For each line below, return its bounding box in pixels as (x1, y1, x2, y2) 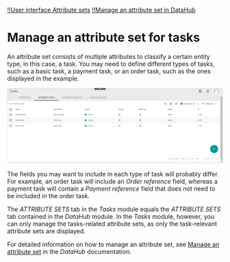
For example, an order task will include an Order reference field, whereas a (7, 178, 218, 186)
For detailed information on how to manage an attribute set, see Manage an (7, 240, 220, 249)
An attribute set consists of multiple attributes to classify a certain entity (7, 52, 210, 60)
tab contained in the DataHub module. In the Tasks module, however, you (7, 213, 214, 221)
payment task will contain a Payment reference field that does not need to (7, 184, 216, 193)
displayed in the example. (7, 74, 79, 82)
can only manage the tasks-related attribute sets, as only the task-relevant (7, 219, 218, 228)
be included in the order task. (7, 192, 90, 200)
